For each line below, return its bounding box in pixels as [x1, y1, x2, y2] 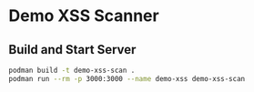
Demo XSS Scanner [8, 5, 160, 26]
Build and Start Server [8, 42, 137, 57]
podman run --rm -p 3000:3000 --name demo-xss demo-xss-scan [8, 74, 246, 83]
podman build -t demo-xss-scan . [8, 66, 136, 75]
